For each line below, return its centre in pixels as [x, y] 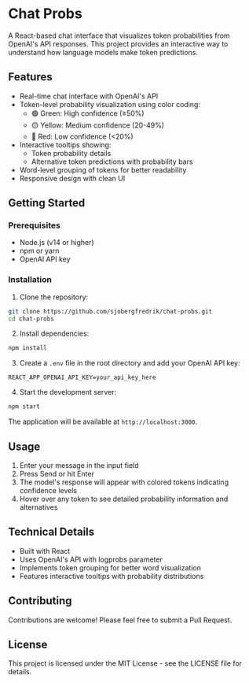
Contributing [40, 601]
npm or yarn [39, 251]
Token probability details [71, 153]
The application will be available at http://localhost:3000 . [103, 421]
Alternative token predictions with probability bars [112, 161]
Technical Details [51, 532]
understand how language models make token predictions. [103, 52]
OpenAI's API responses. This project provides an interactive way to [118, 43]
